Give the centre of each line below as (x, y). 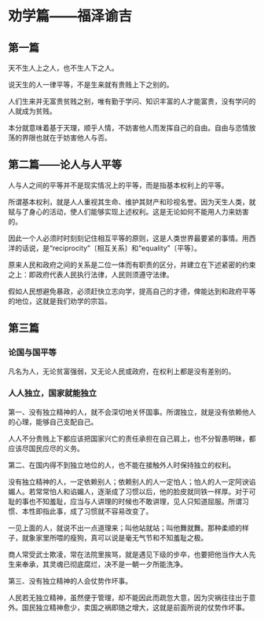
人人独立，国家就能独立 (52, 394)
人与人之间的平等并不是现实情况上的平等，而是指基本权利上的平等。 (118, 185)
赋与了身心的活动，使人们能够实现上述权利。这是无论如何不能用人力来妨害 (128, 211)
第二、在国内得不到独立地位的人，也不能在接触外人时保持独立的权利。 (122, 465)
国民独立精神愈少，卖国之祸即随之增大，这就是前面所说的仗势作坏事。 (135, 607)
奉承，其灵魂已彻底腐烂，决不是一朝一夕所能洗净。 (104, 564)
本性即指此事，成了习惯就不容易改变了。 (87, 511)
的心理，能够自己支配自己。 (53, 422)
